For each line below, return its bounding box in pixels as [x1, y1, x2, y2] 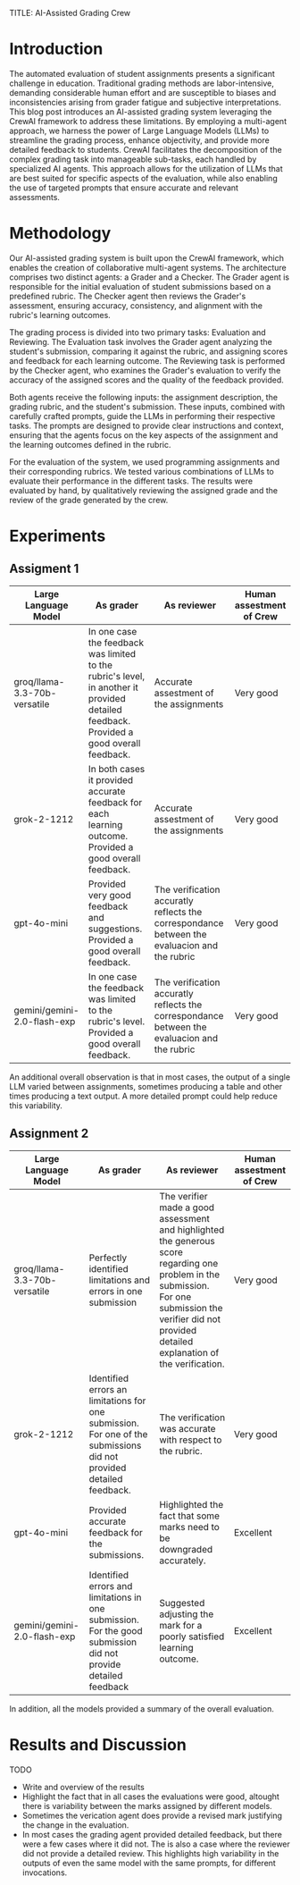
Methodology [9, 223, 112, 244]
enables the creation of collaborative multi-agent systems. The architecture [9, 262, 287, 273]
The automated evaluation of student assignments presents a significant [9, 68, 275, 79]
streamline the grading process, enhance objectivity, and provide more [9, 134, 270, 146]
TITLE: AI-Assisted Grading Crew [9, 8, 131, 18]
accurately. [159, 1554, 207, 1567]
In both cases [87, 762, 146, 775]
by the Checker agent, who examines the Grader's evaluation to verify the [9, 365, 281, 375]
